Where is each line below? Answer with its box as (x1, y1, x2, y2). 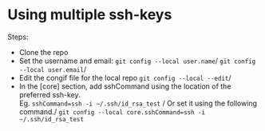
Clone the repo (18, 47, 69, 57)
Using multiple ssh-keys (7, 6, 172, 24)
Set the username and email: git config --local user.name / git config (18, 56, 256, 65)
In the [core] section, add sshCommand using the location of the (18, 81, 231, 91)
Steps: (7, 32, 29, 42)
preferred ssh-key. (18, 89, 81, 99)
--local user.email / (18, 64, 87, 73)
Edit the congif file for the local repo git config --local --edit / (18, 73, 232, 82)
